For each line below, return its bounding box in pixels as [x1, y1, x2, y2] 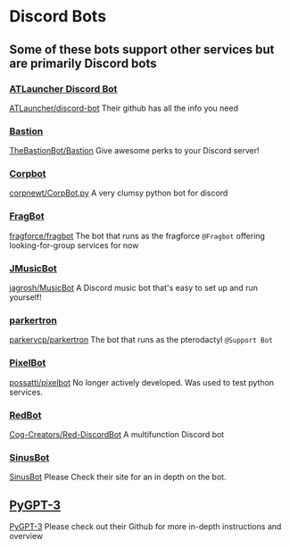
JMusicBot [9, 262, 58, 274]
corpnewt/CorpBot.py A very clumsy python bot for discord [9, 187, 228, 198]
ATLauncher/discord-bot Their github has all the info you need [9, 103, 239, 113]
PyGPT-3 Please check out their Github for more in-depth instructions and [9, 521, 282, 532]
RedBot [9, 409, 42, 421]
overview [9, 531, 43, 542]
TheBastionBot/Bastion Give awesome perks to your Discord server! [9, 145, 261, 156]
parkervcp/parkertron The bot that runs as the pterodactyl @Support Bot [9, 335, 274, 345]
